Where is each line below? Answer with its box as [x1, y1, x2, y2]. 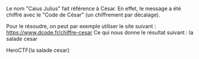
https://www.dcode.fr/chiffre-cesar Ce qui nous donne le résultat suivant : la [6, 29, 194, 36]
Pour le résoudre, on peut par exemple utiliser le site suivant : [6, 23, 156, 29]
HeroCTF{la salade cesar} [6, 47, 70, 54]
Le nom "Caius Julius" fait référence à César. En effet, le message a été [6, 5, 181, 12]
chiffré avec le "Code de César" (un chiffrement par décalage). [6, 11, 160, 18]
